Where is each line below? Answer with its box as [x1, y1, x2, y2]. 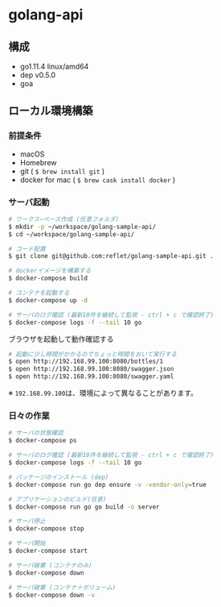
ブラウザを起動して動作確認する [8, 334, 114, 343]
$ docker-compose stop [8, 525, 84, 533]
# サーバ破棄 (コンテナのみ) [8, 561, 92, 569]
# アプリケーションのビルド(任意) [8, 495, 107, 503]
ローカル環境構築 [8, 104, 93, 118]
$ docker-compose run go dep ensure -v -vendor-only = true [8, 480, 207, 489]
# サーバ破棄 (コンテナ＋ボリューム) [8, 583, 117, 592]
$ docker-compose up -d [8, 296, 88, 304]
